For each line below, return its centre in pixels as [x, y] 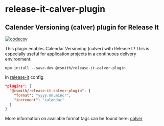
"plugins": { [18, 86]
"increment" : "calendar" [39, 100]
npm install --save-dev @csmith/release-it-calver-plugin [65, 68]
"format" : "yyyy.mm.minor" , [42, 95]
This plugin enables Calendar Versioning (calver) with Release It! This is [77, 48]
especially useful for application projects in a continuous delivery [71, 54]
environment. [18, 59]
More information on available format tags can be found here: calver [74, 119]
